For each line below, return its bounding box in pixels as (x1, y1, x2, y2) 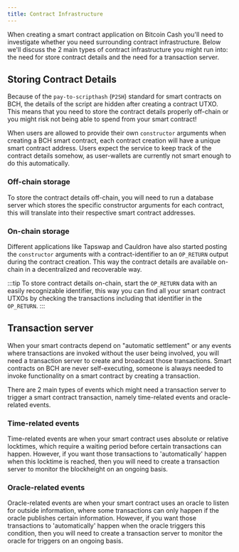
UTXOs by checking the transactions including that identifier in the (7, 294, 203, 303)
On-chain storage (7, 226, 70, 236)
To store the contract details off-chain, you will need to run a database (7, 193, 214, 202)
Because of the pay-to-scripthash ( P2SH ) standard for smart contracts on (7, 92, 222, 101)
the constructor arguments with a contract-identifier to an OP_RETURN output (7, 250, 229, 259)
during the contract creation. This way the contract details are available (7, 257, 217, 266)
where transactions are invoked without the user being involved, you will (7, 349, 219, 357)
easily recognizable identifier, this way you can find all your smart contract (7, 287, 225, 295)
